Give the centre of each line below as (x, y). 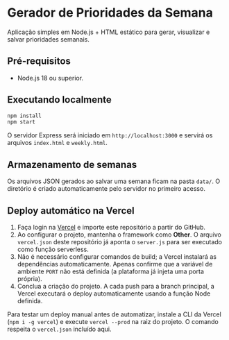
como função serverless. (53, 249)
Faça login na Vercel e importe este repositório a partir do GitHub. (111, 227)
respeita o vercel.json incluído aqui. (59, 329)
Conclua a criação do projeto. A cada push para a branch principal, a (116, 286)
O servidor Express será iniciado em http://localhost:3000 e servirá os (110, 135)
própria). (30, 278)
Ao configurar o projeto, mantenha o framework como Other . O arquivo (119, 235)
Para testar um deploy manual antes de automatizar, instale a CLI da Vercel (114, 314)
